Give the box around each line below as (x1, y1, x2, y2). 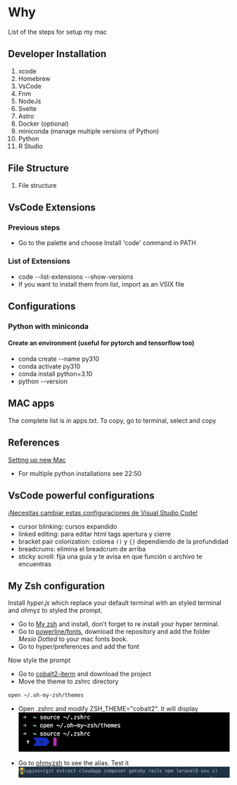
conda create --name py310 (18, 354, 100, 364)
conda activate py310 (18, 362, 81, 371)
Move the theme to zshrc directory (18, 677, 119, 685)
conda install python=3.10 (18, 370, 93, 378)
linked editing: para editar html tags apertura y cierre (18, 529, 172, 538)
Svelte (18, 104, 37, 113)
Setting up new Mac (8, 455, 66, 464)
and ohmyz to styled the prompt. (8, 606, 103, 615)
